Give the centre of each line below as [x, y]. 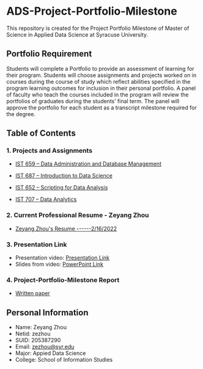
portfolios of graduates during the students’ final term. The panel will [93, 101]
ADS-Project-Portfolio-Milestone [92, 11]
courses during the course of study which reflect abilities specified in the [98, 81]
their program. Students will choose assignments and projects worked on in [102, 75]
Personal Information [47, 312]
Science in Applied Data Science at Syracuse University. [77, 34]
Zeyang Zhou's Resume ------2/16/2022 [66, 228]
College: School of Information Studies [64, 360]
